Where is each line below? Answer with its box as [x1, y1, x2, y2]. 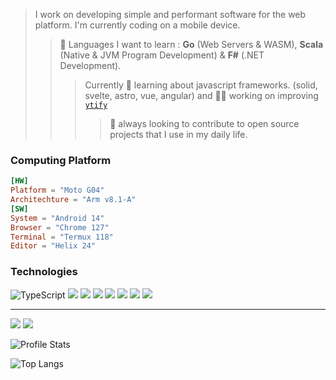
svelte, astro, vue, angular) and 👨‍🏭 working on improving [84, 90, 319, 101]
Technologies [10, 265, 78, 279]
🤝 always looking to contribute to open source [109, 118, 300, 129]
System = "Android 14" [10, 213, 105, 223]
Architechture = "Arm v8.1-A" [10, 195, 137, 205]
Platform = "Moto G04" [10, 185, 105, 196]
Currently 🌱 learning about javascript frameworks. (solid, [84, 79, 318, 91]
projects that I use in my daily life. [109, 129, 248, 140]
